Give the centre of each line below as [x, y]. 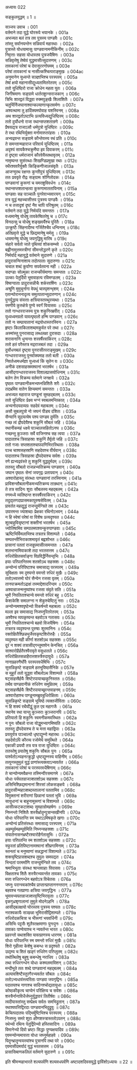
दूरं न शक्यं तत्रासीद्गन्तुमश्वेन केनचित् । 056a [42, 645]
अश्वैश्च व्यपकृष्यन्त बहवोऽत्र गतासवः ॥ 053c [40, 617]
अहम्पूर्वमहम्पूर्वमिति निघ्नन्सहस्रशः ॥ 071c [37, 829]
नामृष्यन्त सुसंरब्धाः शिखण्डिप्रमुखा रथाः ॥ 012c [41, 161]
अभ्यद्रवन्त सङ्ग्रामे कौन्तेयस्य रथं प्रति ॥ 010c [41, 138]
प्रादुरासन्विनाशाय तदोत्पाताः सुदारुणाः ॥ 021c [40, 261]
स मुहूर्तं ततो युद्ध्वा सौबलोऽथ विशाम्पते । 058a [42, 673]
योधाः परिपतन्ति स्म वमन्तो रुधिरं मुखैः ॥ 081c [41, 941]
